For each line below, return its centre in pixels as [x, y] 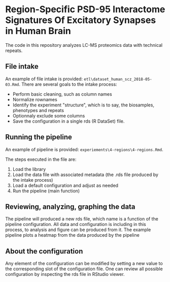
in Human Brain [38, 31]
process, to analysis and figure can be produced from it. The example [78, 230]
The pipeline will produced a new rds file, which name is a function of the [82, 219]
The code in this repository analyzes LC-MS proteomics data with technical [84, 45]
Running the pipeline [39, 137]
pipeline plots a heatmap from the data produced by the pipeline [72, 235]
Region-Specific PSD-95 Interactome [85, 9]
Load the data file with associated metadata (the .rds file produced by [86, 175]
